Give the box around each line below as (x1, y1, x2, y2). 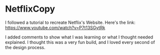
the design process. (5, 44, 46, 50)
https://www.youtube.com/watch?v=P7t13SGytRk (5, 24, 105, 30)
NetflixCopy (5, 3, 55, 15)
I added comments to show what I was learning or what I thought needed (5, 34, 154, 40)
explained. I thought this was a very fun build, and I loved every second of (5, 39, 155, 45)
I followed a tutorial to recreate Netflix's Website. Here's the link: (5, 19, 135, 25)
